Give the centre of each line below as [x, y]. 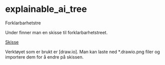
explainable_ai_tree [46, 9]
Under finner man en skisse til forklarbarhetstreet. [57, 32]
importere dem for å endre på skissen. [44, 57]
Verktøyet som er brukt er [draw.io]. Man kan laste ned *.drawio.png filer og [83, 52]
